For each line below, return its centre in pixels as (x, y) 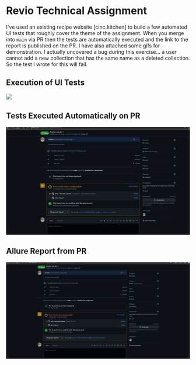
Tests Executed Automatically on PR (73, 116)
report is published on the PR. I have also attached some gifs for (83, 46)
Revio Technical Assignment (77, 11)
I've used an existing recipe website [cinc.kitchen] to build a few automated (97, 27)
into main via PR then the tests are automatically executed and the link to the (97, 39)
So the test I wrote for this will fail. (47, 64)
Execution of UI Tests (45, 83)
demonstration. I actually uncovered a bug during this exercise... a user (91, 51)
